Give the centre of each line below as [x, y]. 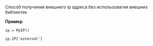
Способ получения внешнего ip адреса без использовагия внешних [76, 7]
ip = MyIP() [17, 31]
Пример [14, 22]
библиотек [16, 12]
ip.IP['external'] [24, 39]
